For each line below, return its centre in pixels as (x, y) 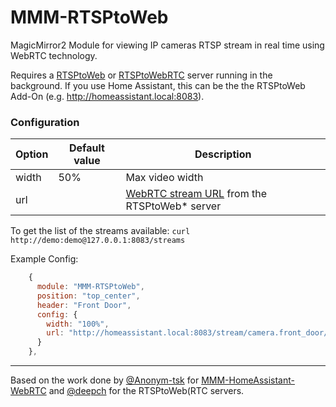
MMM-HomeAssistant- (248, 380)
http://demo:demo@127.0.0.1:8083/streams (98, 241)
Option (32, 154)
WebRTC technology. (54, 55)
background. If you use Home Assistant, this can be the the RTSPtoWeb (158, 85)
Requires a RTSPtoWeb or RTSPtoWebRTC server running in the (141, 75)
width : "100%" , (78, 324)
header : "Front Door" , (84, 305)
